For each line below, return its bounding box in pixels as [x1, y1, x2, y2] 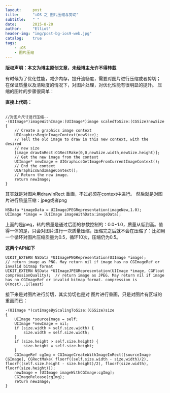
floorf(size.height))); [5, 366, 56, 371]
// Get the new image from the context [14, 155, 99, 160]
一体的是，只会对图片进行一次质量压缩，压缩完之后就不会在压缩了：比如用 [9, 227, 165, 234]
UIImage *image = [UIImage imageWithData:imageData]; [5, 211, 122, 217]
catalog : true [5, 36, 42, 41]
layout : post [5, 7, 42, 13]
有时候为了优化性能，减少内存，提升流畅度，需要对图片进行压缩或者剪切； [5, 75, 161, 81]
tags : [5, 41, 17, 46]
